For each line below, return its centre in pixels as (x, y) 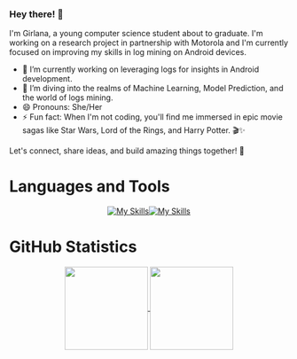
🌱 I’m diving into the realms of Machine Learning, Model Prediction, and (152, 89)
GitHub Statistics (73, 247)
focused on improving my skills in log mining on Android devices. (128, 52)
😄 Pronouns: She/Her (62, 107)
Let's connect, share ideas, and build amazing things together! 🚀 (127, 151)
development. (47, 79)
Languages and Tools (90, 187)
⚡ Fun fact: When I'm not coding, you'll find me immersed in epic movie (152, 117)
